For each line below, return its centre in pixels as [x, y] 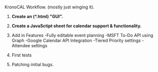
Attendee [21, 45]
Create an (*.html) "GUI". [37, 16]
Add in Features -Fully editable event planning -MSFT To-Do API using [82, 35]
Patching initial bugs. [33, 64]
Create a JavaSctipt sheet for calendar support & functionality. [77, 26]
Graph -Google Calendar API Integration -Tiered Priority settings [76, 40]
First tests [22, 55]
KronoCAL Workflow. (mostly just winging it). [49, 7]
